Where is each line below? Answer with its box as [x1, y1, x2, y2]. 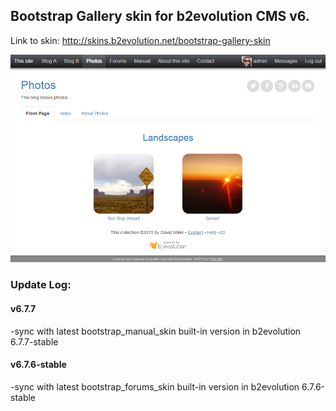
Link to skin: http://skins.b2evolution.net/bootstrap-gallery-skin [10, 34, 271, 46]
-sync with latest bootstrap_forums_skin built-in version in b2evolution [10, 380, 300, 393]
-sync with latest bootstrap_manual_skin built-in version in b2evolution [10, 325, 302, 337]
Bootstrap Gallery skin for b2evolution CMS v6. [10, 8, 310, 25]
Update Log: [10, 278, 72, 292]
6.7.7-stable [10, 335, 59, 348]
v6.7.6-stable [10, 359, 67, 371]
